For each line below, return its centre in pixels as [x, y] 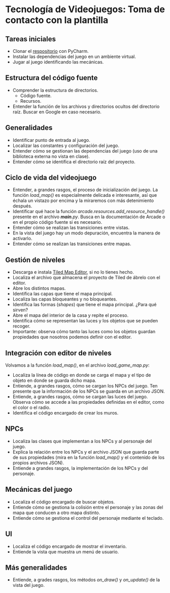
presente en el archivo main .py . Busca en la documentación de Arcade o [89, 217]
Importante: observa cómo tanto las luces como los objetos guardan [84, 332]
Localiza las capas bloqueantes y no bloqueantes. [65, 299]
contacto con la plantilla [57, 20]
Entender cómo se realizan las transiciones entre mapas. [72, 244]
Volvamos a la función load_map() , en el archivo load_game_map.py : [77, 365]
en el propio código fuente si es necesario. [57, 222]
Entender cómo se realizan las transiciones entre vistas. [71, 228]
